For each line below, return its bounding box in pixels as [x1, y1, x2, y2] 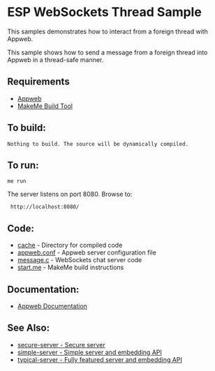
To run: [7, 159, 39, 171]
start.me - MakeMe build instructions [17, 263, 124, 272]
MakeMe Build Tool [17, 102, 73, 110]
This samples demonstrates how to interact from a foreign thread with [7, 27, 208, 36]
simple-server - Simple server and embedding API [17, 348, 162, 356]
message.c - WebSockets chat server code [17, 256, 142, 264]
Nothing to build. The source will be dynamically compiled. [7, 140, 189, 147]
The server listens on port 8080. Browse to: [7, 190, 133, 199]
